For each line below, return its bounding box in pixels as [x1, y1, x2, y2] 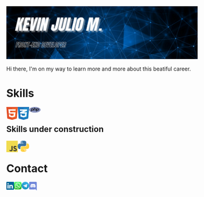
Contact [6, 161, 48, 175]
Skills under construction [6, 124, 104, 134]
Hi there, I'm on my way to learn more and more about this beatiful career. [6, 65, 191, 72]
